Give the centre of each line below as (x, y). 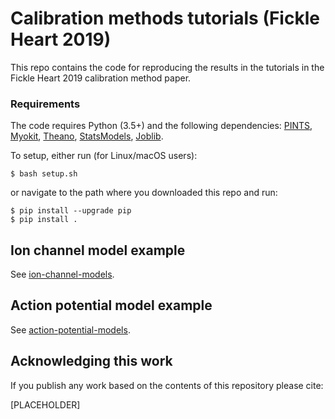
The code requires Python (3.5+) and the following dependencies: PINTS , (161, 126)
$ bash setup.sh (44, 174)
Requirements (45, 104)
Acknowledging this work (91, 361)
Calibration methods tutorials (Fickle (165, 18)
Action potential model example (111, 305)
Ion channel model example (98, 250)
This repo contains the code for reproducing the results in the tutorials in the (167, 67)
